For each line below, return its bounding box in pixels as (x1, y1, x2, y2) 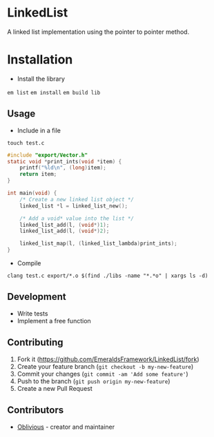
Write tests (17, 309, 48, 318)
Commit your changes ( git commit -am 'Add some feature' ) (17, 369, 188, 378)
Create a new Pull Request (17, 384, 93, 392)
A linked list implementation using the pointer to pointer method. (7, 28, 190, 36)
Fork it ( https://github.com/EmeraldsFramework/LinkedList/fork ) (17, 355, 200, 363)
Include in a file (17, 126, 61, 134)
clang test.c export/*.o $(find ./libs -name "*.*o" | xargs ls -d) (7, 272, 208, 280)
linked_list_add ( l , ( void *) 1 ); (19, 221, 110, 228)
